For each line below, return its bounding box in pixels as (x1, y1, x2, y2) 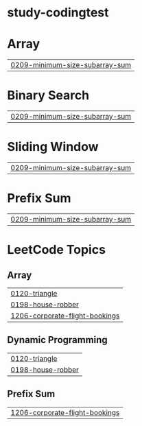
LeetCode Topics (7, 242, 106, 258)
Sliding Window (7, 139, 99, 155)
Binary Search (7, 88, 90, 104)
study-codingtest (7, 5, 109, 21)
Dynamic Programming (7, 334, 108, 346)
